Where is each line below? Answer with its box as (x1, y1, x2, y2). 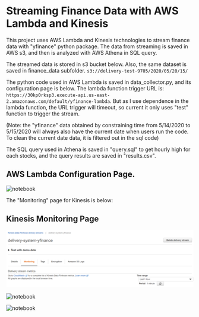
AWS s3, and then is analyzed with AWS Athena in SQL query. (6, 49, 157, 56)
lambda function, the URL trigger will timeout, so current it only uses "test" (6, 103, 189, 111)
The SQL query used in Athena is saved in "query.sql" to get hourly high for (6, 146, 191, 153)
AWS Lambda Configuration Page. (6, 170, 135, 180)
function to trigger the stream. (6, 110, 80, 117)
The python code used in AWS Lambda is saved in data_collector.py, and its (6, 79, 191, 86)
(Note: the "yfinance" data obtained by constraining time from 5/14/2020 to (6, 121, 191, 128)
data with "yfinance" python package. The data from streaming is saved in (6, 43, 188, 50)
